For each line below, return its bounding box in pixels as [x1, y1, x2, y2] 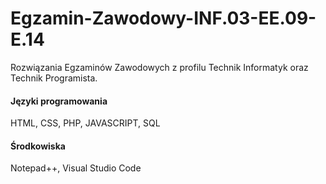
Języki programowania [10, 95, 108, 107]
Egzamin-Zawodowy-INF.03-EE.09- [10, 7, 317, 30]
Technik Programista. [10, 72, 98, 84]
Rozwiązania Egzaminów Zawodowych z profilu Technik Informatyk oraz [10, 61, 309, 73]
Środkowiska [10, 140, 66, 152]
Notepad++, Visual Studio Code [10, 162, 142, 174]
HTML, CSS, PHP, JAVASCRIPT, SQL [10, 117, 161, 129]
